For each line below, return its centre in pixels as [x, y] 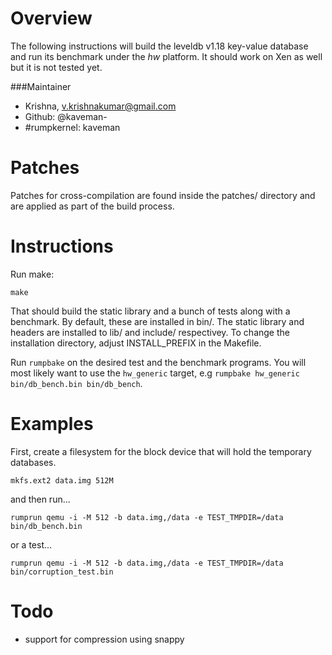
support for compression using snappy [104, 639]
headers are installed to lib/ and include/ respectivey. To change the [150, 332]
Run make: [32, 274]
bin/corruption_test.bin [62, 572]
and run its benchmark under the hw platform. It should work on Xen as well [166, 56]
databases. [33, 462]
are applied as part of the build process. [92, 206]
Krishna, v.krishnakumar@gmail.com [100, 106]
